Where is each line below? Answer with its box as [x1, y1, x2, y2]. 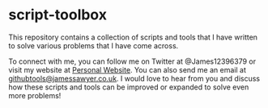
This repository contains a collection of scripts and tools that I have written [8, 32, 257, 42]
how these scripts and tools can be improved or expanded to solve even [8, 82, 249, 92]
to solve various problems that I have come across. [8, 40, 179, 50]
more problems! [8, 90, 62, 100]
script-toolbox [8, 6, 108, 24]
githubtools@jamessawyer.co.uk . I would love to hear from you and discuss [8, 73, 261, 83]
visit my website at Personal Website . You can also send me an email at [8, 64, 247, 74]
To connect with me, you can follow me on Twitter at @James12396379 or [8, 56, 257, 66]
